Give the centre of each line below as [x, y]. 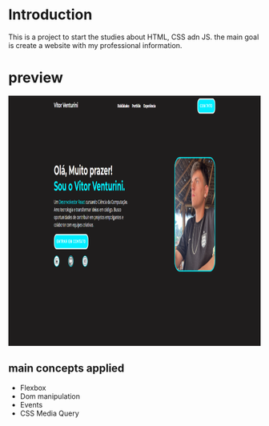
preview [36, 78]
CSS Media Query [49, 413]
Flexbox [33, 388]
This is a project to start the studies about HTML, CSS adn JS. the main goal [134, 37]
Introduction [50, 15]
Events [31, 404]
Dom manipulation [50, 396]
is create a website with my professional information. [95, 45]
